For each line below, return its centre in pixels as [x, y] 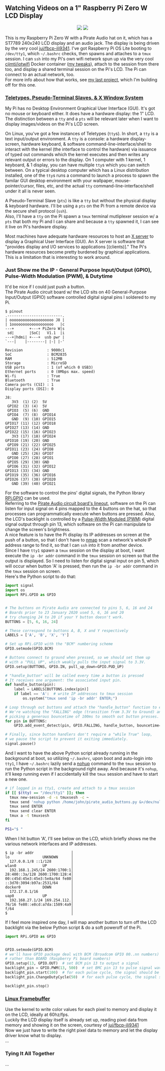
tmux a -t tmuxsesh [29, 816]
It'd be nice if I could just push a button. [45, 287]
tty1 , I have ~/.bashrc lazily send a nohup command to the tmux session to [81, 763]
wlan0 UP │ [39, 866]
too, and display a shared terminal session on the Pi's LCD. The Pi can [76, 69]
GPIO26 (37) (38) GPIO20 [30, 479]
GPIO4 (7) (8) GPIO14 [31, 415]
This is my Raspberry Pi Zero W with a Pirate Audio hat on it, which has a [79, 38]
